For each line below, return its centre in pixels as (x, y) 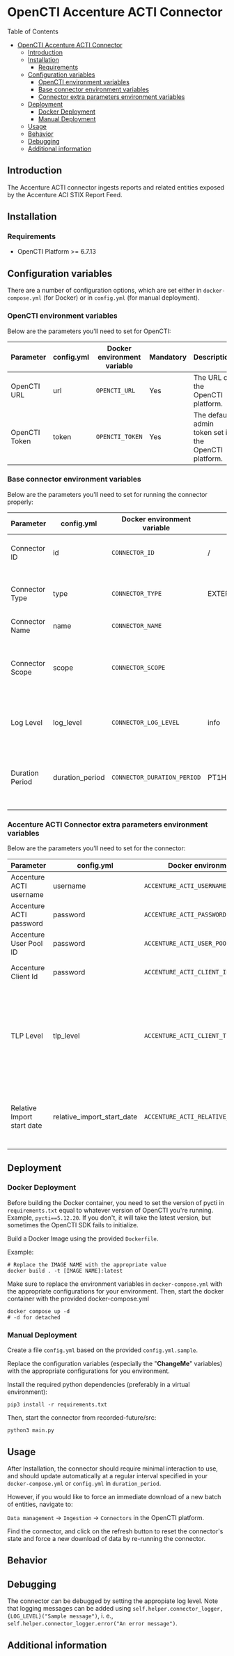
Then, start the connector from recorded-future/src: (82, 1418)
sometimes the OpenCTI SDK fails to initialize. (73, 1225)
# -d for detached (34, 1317)
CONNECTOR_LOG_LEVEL (145, 722)
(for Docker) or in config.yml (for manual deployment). (121, 298)
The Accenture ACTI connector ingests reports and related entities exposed (116, 187)
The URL (208, 377)
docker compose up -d (39, 1311)
